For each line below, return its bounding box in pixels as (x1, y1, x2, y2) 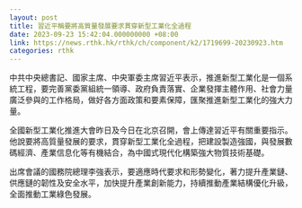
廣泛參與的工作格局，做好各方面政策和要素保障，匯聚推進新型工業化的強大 (9, 95, 285, 106)
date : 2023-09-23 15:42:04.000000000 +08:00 (9, 30, 179, 39)
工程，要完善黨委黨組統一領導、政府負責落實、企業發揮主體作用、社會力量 (16, 83, 293, 94)
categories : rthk (9, 47, 75, 56)
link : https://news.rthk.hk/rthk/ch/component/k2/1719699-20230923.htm (9, 38, 283, 48)
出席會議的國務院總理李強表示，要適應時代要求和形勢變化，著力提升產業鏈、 (9, 167, 293, 178)
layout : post (9, 13, 58, 22)
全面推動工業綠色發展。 (9, 189, 96, 200)
